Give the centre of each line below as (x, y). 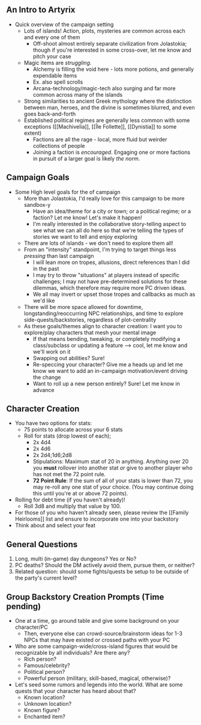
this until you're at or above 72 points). (80, 494)
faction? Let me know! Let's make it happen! (87, 217)
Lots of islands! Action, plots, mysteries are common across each (105, 31)
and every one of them (52, 37)
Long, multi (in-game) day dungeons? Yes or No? (76, 559)
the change (47, 377)
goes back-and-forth (50, 114)
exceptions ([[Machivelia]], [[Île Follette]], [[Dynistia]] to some (100, 126)
